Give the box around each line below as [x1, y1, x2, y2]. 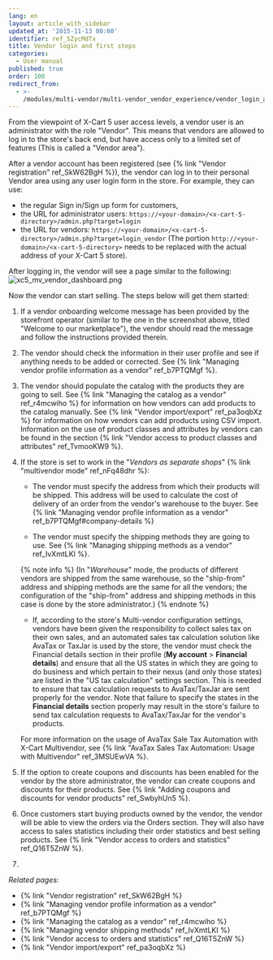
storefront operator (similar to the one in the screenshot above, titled [19, 315, 250, 325]
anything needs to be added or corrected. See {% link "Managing [19, 357, 240, 366]
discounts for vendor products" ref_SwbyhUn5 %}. [19, 794, 191, 803]
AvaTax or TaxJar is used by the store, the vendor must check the [32, 641, 252, 651]
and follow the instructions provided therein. [19, 332, 169, 342]
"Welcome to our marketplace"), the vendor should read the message [19, 324, 253, 334]
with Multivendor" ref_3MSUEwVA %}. [19, 752, 149, 762]
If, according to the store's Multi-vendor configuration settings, [32, 615, 244, 625]
